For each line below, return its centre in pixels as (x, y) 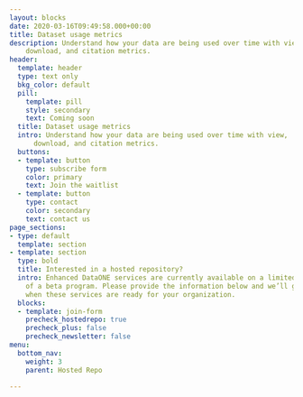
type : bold (38, 261)
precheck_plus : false (66, 328)
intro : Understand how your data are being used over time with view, (153, 135)
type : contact (52, 203)
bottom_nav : (40, 353)
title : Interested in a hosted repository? (100, 270)
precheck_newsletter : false (78, 337)
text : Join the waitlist (72, 186)
